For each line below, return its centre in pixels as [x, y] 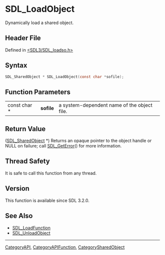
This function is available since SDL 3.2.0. [47, 200]
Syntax [16, 66]
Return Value [25, 129]
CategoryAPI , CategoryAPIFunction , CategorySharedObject [65, 247]
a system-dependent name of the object [106, 105]
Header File [23, 38]
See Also [19, 216]
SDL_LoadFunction [31, 227]
